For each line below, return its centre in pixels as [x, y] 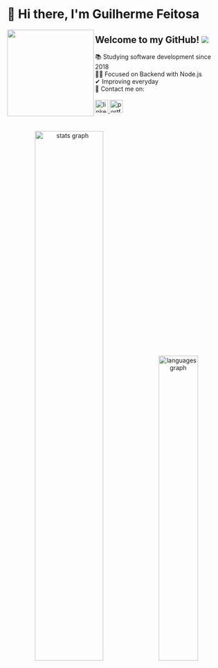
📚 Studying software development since [153, 57]
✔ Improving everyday [127, 81]
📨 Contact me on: [120, 89]
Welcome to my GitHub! [147, 40]
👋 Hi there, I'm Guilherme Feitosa [103, 14]
